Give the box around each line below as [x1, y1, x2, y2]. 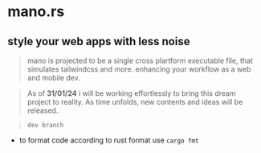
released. [27, 105, 59, 115]
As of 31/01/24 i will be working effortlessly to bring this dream [27, 89, 236, 98]
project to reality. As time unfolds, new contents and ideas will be [27, 97, 243, 106]
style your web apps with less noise [7, 35, 190, 48]
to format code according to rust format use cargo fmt [18, 135, 199, 145]
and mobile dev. [27, 73, 81, 82]
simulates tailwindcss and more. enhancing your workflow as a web [27, 64, 251, 74]
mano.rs [7, 2, 65, 21]
